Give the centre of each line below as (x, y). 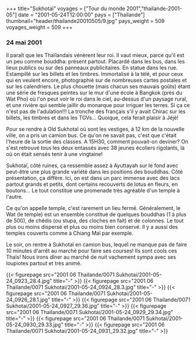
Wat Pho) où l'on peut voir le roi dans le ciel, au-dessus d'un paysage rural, (97, 99)
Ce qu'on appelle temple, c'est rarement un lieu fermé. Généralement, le (93, 208)
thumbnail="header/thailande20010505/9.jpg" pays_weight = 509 (85, 21)
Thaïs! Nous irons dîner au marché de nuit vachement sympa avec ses (91, 257)
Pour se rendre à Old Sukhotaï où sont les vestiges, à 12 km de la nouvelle (95, 129)
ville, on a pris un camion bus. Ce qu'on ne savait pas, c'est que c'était (92, 135)
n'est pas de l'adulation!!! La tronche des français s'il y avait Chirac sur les (96, 112)
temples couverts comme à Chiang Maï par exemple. (70, 233)
